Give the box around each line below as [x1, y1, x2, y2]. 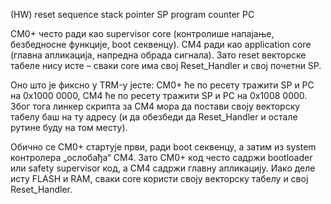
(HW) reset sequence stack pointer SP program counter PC [10, 9, 255, 20]
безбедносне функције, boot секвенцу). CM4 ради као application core [10, 39, 312, 50]
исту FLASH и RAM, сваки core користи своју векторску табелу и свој [10, 173, 309, 184]
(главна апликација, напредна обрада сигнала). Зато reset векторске [10, 49, 307, 61]
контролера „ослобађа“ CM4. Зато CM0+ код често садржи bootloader [10, 152, 313, 163]
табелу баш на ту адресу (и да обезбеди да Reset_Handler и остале [10, 111, 298, 123]
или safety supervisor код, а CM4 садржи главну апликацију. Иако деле [10, 162, 316, 174]
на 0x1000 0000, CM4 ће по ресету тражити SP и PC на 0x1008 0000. [10, 90, 308, 101]
